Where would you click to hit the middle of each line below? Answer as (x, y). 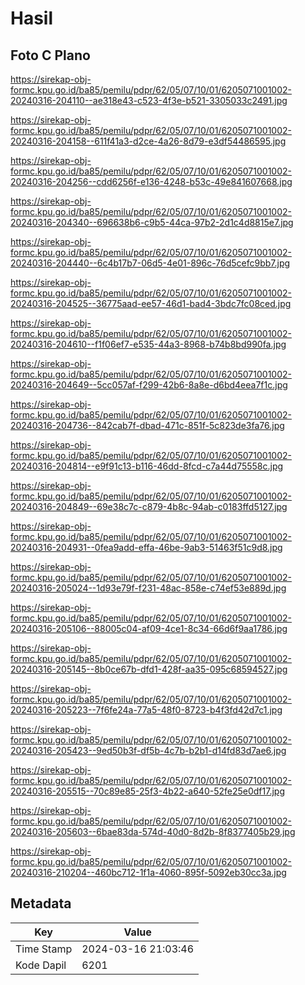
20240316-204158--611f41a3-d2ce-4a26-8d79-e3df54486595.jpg (148, 141)
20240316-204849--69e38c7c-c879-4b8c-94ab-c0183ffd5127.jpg (149, 506)
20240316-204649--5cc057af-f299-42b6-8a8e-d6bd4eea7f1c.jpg (149, 385)
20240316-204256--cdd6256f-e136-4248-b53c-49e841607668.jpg (151, 181)
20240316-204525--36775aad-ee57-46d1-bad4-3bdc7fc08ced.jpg (151, 303)
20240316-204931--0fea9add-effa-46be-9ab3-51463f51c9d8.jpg (146, 547)
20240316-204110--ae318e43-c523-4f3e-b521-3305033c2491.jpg (149, 100)
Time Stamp (44, 949)
